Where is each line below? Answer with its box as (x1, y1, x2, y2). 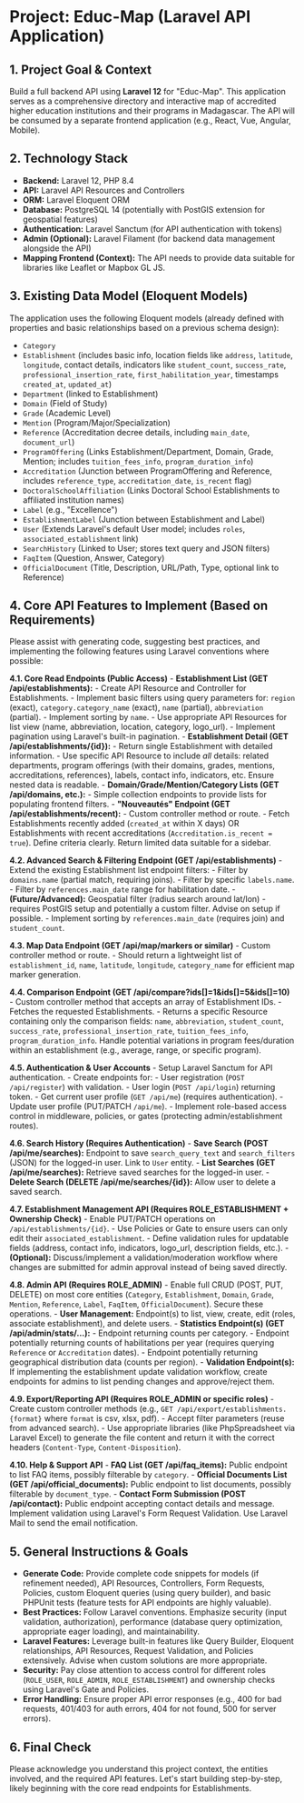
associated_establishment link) (22, 533, 139, 544)
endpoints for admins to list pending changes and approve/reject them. (9, 1376, 275, 1387)
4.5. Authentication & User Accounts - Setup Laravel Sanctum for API (9, 1062, 273, 1074)
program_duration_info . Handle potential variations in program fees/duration (9, 1035, 295, 1047)
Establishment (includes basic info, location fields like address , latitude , (22, 349, 293, 360)
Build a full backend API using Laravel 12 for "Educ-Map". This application (9, 86, 286, 96)
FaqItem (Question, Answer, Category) (22, 552, 165, 563)
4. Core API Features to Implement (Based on (9, 598, 269, 614)
